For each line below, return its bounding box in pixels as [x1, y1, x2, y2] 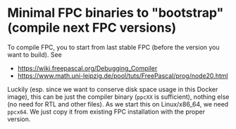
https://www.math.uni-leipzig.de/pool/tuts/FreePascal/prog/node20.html [17, 72, 228, 80]
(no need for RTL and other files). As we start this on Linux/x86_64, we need [7, 100, 229, 108]
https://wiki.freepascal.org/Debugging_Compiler [17, 64, 158, 72]
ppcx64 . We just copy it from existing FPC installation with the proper [7, 107, 206, 116]
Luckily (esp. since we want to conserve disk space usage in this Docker [7, 85, 218, 93]
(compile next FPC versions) [7, 20, 177, 36]
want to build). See [7, 50, 62, 59]
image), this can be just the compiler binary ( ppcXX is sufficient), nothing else [7, 93, 230, 101]
